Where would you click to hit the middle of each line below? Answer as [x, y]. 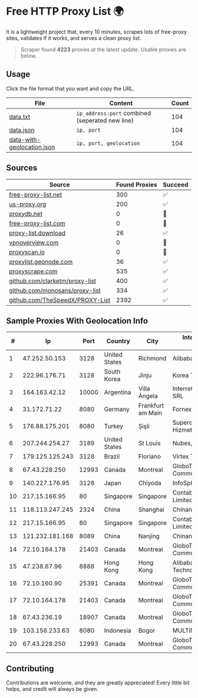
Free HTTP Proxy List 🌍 [65, 12]
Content [121, 103]
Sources [22, 168]
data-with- [25, 139]
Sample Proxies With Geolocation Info [77, 321]
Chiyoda [150, 483]
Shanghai [151, 510]
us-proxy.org [28, 204]
